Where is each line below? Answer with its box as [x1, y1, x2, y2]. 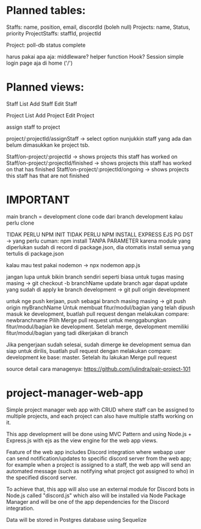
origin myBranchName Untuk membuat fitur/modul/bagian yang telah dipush [6, 304, 195, 311]
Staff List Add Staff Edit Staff [6, 100, 77, 107]
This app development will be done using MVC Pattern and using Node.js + [6, 430, 192, 437]
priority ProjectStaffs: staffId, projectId [6, 29, 101, 37]
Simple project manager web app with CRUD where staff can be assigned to [6, 406, 195, 413]
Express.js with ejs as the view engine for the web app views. [6, 437, 158, 444]
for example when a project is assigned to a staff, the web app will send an [6, 461, 191, 468]
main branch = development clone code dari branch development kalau [6, 213, 183, 220]
